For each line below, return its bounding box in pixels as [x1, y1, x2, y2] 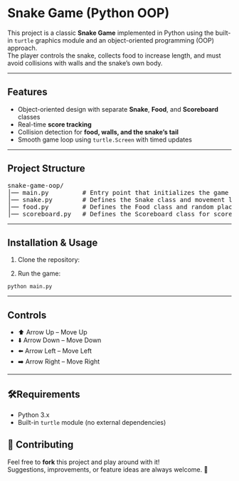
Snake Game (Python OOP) [7, 5, 169, 21]
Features [7, 86, 48, 98]
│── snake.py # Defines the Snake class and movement [7, 196, 225, 203]
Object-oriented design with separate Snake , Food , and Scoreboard [17, 105, 219, 113]
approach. [7, 43, 38, 52]
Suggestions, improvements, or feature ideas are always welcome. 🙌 [7, 465, 208, 474]
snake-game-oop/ [7, 181, 64, 189]
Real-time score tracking [17, 120, 92, 129]
